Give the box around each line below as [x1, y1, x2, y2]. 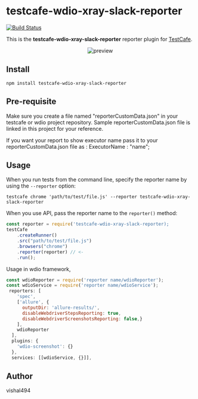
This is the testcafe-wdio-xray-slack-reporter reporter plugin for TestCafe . [6, 35, 193, 42]
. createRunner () [17, 232, 58, 238]
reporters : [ [8, 288, 42, 294]
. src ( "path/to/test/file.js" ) [17, 238, 92, 244]
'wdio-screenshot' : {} [17, 343, 73, 349]
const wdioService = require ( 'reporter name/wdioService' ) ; [6, 283, 159, 288]
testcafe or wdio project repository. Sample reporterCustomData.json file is [6, 118, 191, 126]
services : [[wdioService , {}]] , [11, 354, 92, 361]
